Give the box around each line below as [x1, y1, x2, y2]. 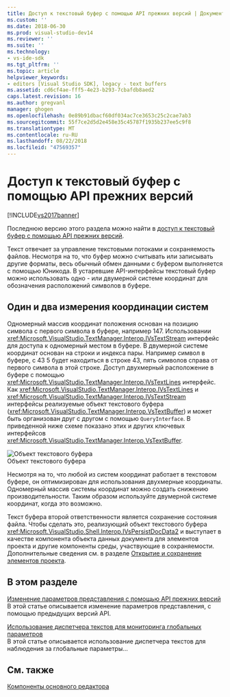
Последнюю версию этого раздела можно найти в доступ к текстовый [7, 224, 215, 232]
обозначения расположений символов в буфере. [7, 281, 151, 289]
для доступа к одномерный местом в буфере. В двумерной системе [7, 341, 209, 350]
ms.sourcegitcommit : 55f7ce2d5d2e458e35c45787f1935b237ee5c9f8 [7, 118, 192, 126]
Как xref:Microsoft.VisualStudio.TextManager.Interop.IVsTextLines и [7, 385, 199, 393]
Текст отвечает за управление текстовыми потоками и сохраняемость [7, 244, 216, 253]
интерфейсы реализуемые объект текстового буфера [7, 400, 164, 408]
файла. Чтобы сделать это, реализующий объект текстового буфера [7, 520, 207, 528]
